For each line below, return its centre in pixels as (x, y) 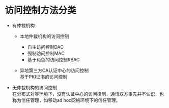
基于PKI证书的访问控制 (43, 77)
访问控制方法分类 (41, 10)
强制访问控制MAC (46, 53)
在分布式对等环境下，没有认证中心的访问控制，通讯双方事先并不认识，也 (88, 94)
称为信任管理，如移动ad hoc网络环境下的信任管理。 (66, 100)
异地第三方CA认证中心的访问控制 (54, 70)
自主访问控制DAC (46, 47)
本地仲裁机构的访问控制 (44, 36)
